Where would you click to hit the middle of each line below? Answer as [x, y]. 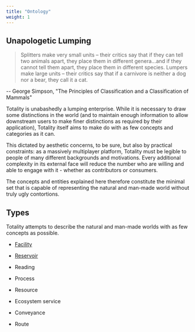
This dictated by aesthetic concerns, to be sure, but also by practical [89, 145]
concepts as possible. [33, 233]
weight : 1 [18, 17]
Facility [23, 244]
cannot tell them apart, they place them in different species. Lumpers [104, 68]
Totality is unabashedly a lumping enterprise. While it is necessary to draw [96, 109]
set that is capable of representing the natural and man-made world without [98, 188]
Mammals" [19, 98]
